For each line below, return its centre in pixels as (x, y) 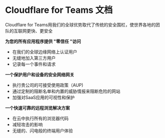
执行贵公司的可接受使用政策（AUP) (48, 85)
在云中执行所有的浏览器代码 (40, 118)
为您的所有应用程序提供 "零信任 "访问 (43, 41)
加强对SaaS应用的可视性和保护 (43, 97)
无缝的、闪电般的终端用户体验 (42, 131)
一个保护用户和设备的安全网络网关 (40, 74)
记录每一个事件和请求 (34, 64)
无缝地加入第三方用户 (34, 58)
